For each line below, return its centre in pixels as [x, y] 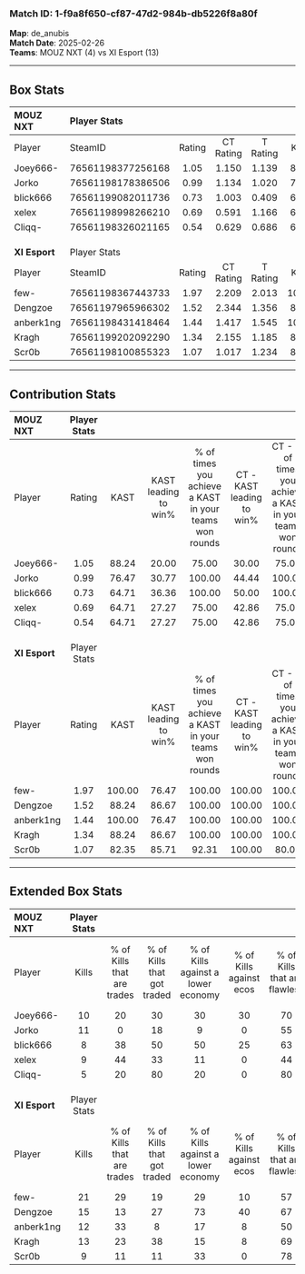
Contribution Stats [63, 394]
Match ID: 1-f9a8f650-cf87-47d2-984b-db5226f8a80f [134, 14]
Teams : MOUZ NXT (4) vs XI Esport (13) [84, 53]
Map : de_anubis [39, 34]
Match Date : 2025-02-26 [57, 43]
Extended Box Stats [66, 892]
